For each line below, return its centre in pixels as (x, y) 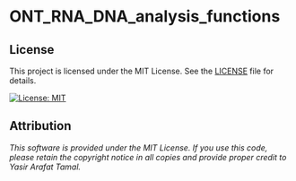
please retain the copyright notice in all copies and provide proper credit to (148, 157)
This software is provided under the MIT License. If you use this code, (139, 147)
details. (23, 81)
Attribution (40, 126)
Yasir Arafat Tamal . (45, 167)
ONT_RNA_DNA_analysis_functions (145, 17)
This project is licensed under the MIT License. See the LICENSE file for (142, 71)
